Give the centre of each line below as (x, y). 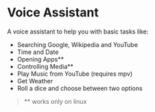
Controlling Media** (45, 66)
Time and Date (38, 52)
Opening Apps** (40, 59)
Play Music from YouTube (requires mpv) (75, 74)
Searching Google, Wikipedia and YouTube (77, 44)
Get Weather (35, 81)
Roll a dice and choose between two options (80, 88)
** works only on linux (55, 101)
